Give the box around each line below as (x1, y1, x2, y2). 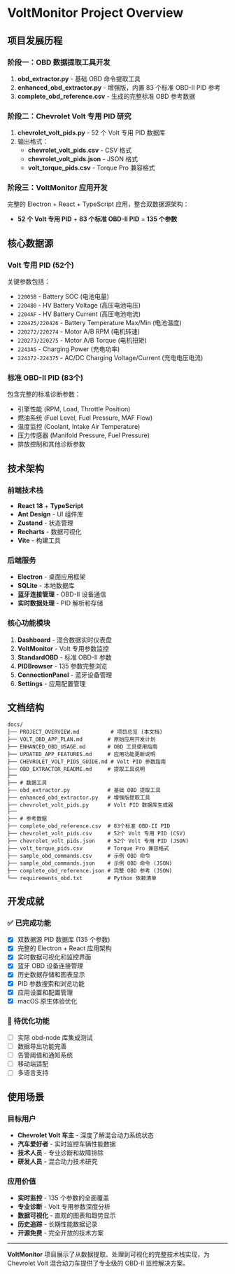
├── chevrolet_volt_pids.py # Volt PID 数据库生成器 (7, 801, 173, 809)
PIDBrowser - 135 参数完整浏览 (17, 662, 108, 670)
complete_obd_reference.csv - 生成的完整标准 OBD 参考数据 (17, 92, 196, 100)
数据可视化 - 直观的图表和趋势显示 (17, 1211, 117, 1220)
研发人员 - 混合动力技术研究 (17, 1158, 98, 1166)
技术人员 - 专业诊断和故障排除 (17, 1149, 104, 1157)
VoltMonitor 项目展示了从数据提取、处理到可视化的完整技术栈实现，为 (7, 1250, 210, 1259)
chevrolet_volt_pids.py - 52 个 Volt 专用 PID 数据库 (17, 128, 166, 137)
